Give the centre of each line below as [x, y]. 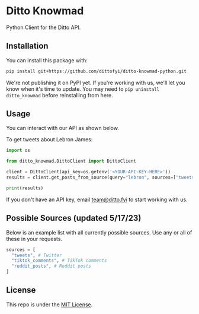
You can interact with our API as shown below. [63, 128]
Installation [27, 46]
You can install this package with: [47, 60]
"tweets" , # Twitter [37, 255]
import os [18, 150]
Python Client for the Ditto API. [44, 27]
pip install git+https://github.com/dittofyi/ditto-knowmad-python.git [96, 71]
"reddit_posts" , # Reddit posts [52, 266]
